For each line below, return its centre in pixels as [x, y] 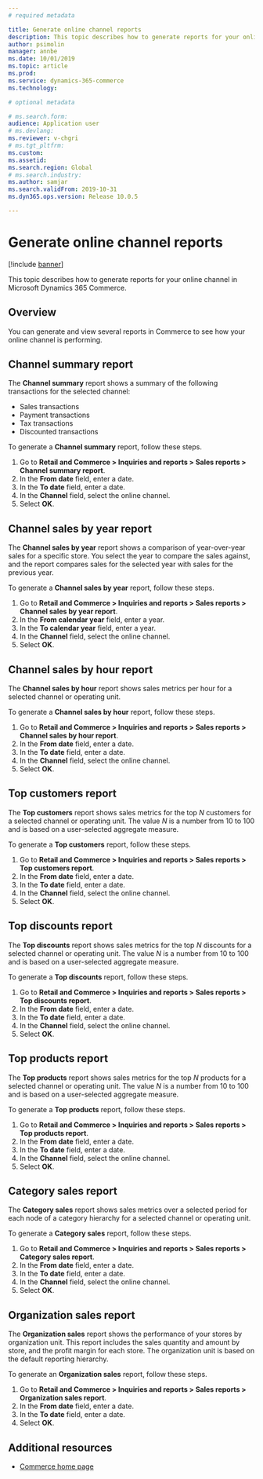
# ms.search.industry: [45, 175]
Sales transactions [49, 407]
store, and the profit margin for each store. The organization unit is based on [131, 1351]
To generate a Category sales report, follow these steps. [100, 1233]
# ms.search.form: [38, 116]
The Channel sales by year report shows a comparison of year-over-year [127, 547]
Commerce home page [56, 1466]
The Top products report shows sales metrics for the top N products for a [127, 1078]
